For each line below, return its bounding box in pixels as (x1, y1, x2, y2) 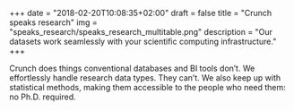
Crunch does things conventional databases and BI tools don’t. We (9, 63, 255, 73)
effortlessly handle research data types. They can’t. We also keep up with (9, 73, 281, 83)
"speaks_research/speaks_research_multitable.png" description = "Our (9, 27, 273, 37)
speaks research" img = (9, 17, 99, 28)
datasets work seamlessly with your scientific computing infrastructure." (9, 36, 277, 47)
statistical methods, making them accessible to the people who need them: (9, 82, 287, 92)
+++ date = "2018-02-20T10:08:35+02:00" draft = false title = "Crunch (9, 8, 272, 18)
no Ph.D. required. (9, 91, 76, 102)
